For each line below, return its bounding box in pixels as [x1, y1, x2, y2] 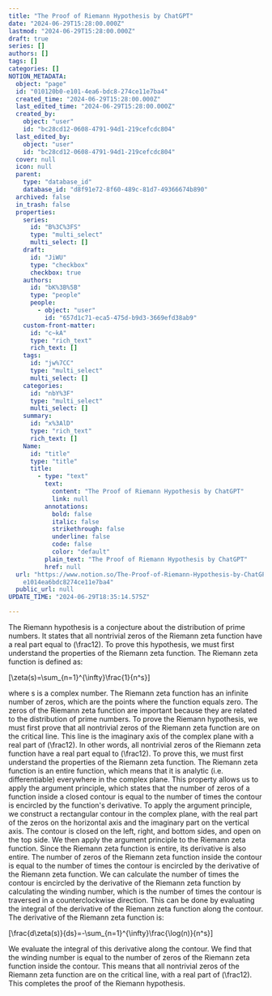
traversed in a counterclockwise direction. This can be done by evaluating [8, 895, 255, 905]
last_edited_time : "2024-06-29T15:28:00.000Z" [15, 102, 176, 110]
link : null [51, 494, 89, 503]
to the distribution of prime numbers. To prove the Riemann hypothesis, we [8, 714, 258, 723]
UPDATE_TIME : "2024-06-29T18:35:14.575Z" [8, 593, 151, 601]
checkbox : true [29, 269, 82, 277]
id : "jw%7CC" [29, 359, 74, 368]
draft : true [8, 34, 49, 43]
